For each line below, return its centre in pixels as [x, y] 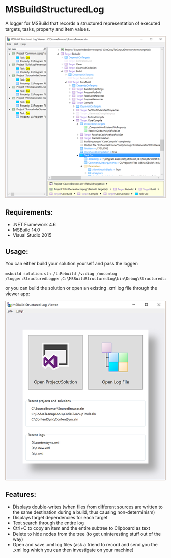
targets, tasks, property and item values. [48, 29]
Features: [21, 495]
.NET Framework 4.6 [34, 225]
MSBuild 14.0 [26, 230]
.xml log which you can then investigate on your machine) [73, 550]
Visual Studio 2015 [32, 235]
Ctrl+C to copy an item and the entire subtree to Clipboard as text [81, 528]
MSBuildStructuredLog [55, 9]
